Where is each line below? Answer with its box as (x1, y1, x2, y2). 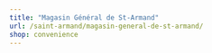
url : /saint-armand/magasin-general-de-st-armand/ (9, 22, 204, 31)
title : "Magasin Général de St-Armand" (9, 13, 160, 22)
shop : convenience (9, 30, 78, 39)
